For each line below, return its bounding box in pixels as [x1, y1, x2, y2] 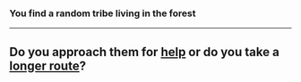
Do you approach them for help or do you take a [9, 44, 279, 60]
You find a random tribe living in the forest [9, 7, 196, 20]
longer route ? [9, 58, 87, 73]
